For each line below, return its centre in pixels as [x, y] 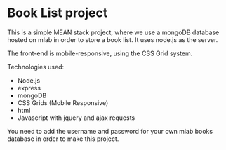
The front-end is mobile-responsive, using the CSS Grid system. [100, 53]
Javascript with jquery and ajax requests [76, 118]
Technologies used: [36, 67]
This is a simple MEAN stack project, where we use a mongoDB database [113, 32]
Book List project [58, 13]
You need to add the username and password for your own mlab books [110, 131]
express [29, 88]
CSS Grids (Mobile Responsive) [63, 102]
